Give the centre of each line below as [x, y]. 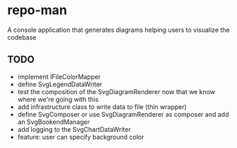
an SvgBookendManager [54, 122]
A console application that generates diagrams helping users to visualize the [118, 30]
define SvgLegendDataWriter [60, 84]
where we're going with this [58, 99]
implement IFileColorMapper [59, 76]
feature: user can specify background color [81, 137]
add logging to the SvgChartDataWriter [74, 129]
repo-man [37, 10]
